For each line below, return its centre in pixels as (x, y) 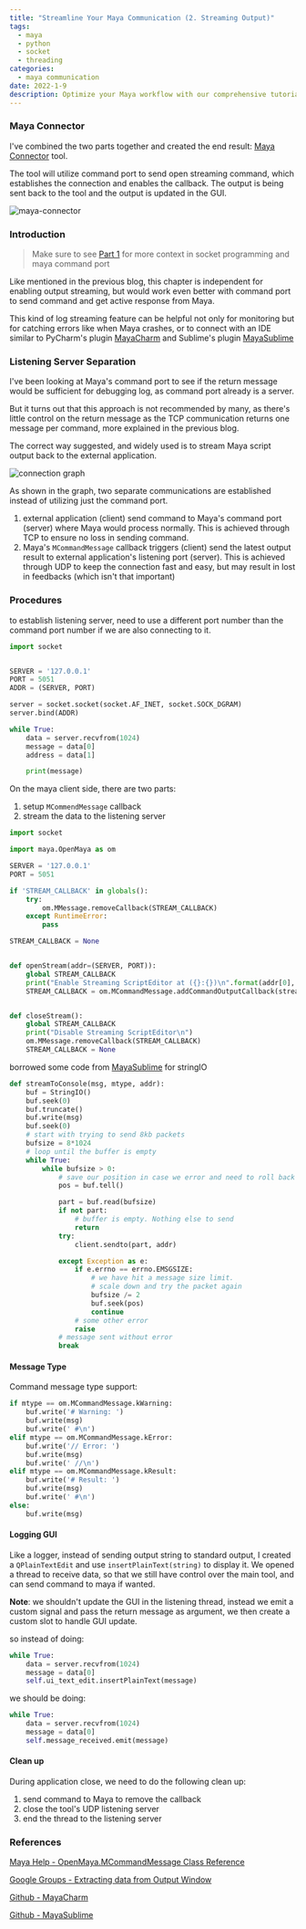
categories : (32, 69)
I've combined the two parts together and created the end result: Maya (142, 146)
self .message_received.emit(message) (97, 1740)
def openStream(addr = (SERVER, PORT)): (83, 966)
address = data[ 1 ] (61, 755)
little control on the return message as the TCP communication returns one (149, 419)
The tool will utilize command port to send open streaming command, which (152, 173)
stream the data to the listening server (94, 816)
